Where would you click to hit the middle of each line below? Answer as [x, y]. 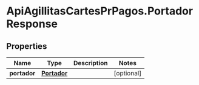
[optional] [128, 73]
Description [90, 63]
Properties [27, 46]
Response [32, 24]
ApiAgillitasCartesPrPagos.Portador [99, 11]
